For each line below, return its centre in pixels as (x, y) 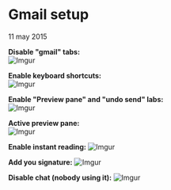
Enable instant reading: (47, 146)
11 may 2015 (28, 36)
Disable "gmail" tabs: (44, 51)
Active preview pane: (44, 123)
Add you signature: (40, 162)
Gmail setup (49, 15)
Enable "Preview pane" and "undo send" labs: (86, 99)
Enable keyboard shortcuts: (55, 75)
